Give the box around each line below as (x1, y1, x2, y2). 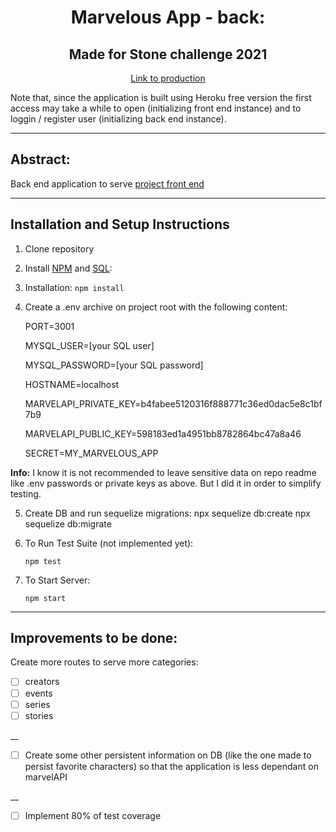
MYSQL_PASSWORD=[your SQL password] (24, 359, 204, 371)
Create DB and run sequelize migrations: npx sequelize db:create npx (24, 507, 311, 519)
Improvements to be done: (10, 630, 178, 647)
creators (24, 676, 60, 688)
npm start (24, 593, 67, 603)
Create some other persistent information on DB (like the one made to (24, 749, 312, 761)
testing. (10, 487, 42, 500)
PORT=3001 (24, 320, 75, 332)
